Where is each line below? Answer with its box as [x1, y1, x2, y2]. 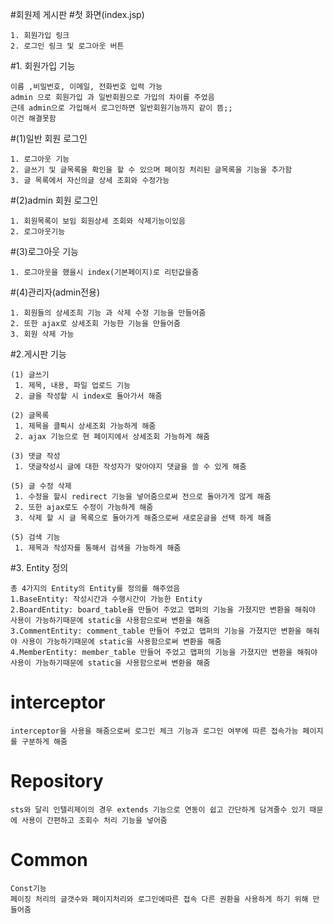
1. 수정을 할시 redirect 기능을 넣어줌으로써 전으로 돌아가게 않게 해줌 [14, 492, 272, 502]
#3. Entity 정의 [10, 562, 69, 573]
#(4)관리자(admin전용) [10, 286, 101, 298]
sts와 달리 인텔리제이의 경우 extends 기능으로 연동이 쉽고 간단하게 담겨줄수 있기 [10, 804, 306, 815]
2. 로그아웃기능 [10, 227, 66, 237]
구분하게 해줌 [21, 736, 68, 747]
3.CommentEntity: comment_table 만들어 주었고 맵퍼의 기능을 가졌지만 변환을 [10, 626, 302, 636]
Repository [10, 770, 104, 793]
